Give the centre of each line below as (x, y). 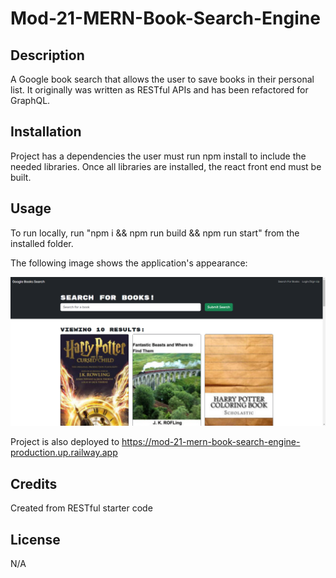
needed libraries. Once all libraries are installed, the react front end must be (166, 166)
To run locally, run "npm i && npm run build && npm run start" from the (155, 233)
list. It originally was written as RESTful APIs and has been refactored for (159, 90)
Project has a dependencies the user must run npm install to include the (158, 156)
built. (21, 177)
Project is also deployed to (65, 442)
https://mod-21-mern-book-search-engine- (211, 442)
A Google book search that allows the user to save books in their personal (162, 79)
